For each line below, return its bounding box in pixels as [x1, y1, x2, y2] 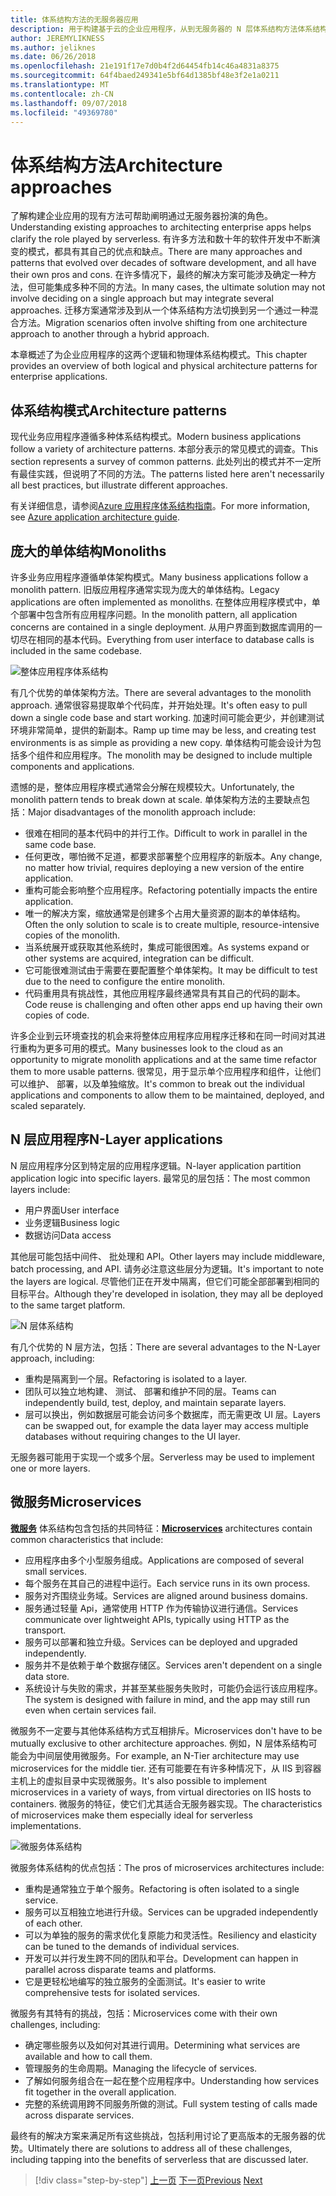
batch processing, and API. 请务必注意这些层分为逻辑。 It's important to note [10, 1262, 324, 1275]
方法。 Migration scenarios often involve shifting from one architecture [18, 317, 308, 329]
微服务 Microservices [10, 1494, 142, 1511]
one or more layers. [10, 1462, 91, 1474]
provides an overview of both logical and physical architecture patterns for [10, 360, 318, 372]
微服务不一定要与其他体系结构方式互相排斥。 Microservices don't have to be [10, 1724, 323, 1736]
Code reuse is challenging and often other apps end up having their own [24, 998, 323, 1010]
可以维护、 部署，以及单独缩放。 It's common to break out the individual [10, 1077, 305, 1090]
